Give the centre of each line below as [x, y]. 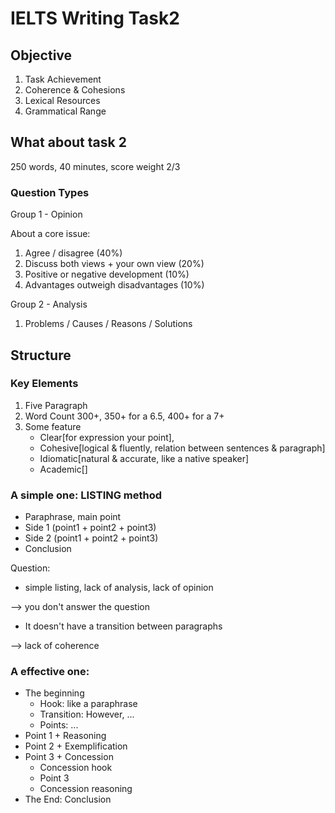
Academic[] [63, 469]
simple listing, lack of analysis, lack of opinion [119, 588]
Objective [41, 55]
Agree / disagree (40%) [73, 253]
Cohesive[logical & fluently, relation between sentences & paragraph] [182, 448]
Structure [41, 355]
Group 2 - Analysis [49, 304]
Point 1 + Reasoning [65, 736]
